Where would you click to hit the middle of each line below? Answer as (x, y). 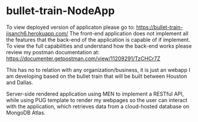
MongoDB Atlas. (26, 113)
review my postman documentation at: (53, 52)
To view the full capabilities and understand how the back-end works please (99, 46)
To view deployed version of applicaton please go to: (71, 27)
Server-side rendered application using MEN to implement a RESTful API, (95, 94)
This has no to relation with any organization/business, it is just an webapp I (98, 70)
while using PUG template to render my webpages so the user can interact (97, 100)
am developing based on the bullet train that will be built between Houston (97, 76)
